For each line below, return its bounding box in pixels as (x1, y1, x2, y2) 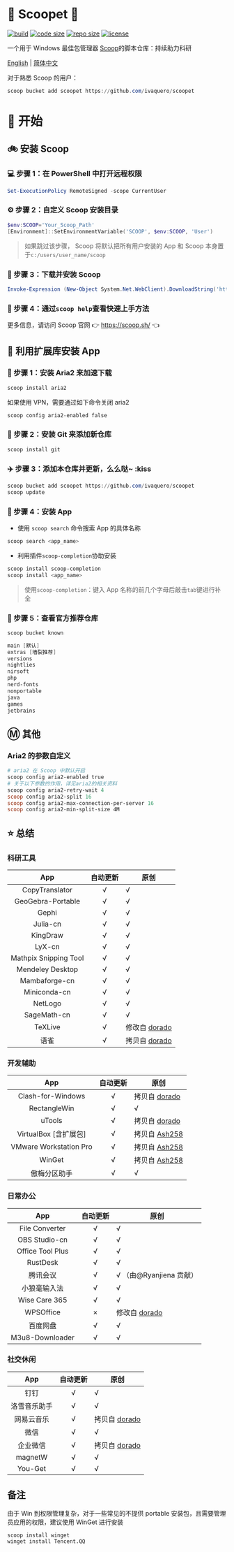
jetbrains (7, 707, 36, 714)
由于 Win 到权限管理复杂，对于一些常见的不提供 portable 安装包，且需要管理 (7, 1509, 226, 1517)
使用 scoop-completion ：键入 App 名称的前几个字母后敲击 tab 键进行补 (24, 585, 221, 593)
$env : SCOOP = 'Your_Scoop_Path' (7, 222, 95, 229)
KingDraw (31, 930, 64, 940)
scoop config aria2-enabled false (7, 412, 108, 419)
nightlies (7, 662, 36, 669)
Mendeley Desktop (16, 964, 79, 974)
